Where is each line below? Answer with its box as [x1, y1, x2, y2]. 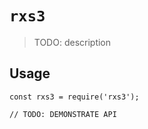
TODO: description [33, 36, 112, 48]
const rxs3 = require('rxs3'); [9, 92, 140, 102]
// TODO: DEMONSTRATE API [9, 109, 117, 119]
